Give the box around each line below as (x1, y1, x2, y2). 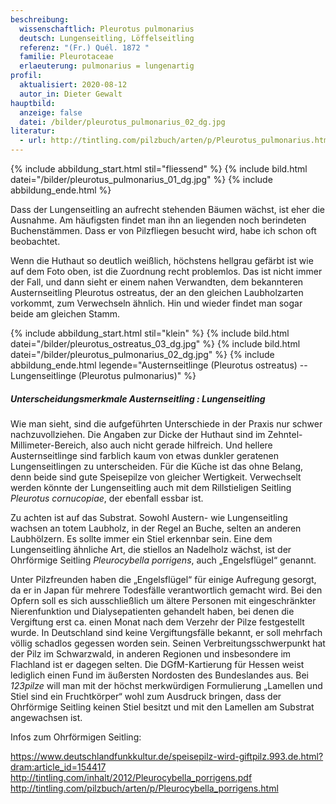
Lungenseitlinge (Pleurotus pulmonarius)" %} (10, 370, 197, 381)
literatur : (10, 126, 56, 136)
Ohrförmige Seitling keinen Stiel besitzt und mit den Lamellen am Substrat (10, 701, 315, 713)
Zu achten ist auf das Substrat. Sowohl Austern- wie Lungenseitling (10, 511, 288, 523)
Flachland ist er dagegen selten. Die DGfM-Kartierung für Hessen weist (10, 658, 305, 670)
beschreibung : (10, 14, 70, 25)
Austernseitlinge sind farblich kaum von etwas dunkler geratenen (10, 449, 279, 461)
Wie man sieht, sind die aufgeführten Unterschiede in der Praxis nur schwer (10, 417, 323, 430)
